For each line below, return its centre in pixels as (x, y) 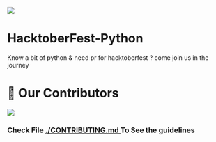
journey (18, 65)
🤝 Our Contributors (63, 93)
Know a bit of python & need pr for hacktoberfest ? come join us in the (108, 57)
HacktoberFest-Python (75, 39)
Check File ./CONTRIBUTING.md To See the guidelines (101, 130)
